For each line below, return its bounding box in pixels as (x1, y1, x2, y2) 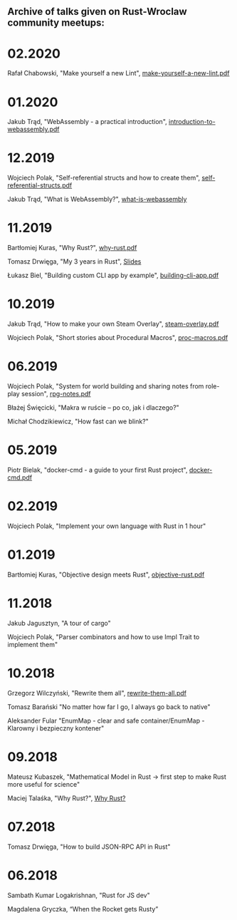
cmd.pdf (7, 473, 33, 482)
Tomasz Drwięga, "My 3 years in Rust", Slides (7, 257, 142, 266)
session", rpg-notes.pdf (21, 390, 91, 398)
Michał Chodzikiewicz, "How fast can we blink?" (7, 417, 149, 426)
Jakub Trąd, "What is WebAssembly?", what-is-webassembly (7, 195, 187, 204)
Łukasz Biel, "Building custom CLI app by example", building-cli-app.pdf (7, 271, 219, 280)
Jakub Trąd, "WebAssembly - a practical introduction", (7, 118, 167, 126)
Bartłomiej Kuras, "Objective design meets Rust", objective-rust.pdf (7, 570, 205, 579)
